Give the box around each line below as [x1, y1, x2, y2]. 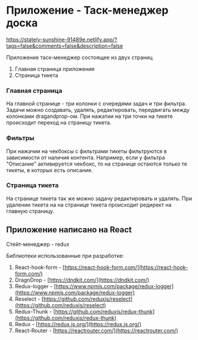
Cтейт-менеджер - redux [6, 241, 70, 248]
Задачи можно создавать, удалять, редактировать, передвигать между [6, 107, 190, 114]
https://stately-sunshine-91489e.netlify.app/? [6, 36, 117, 43]
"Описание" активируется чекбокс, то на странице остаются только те [6, 160, 188, 167]
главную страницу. [6, 207, 55, 214]
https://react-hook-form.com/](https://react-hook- [64, 263, 188, 271]
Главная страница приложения [14, 65, 95, 72]
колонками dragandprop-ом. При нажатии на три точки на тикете [6, 113, 173, 120]
